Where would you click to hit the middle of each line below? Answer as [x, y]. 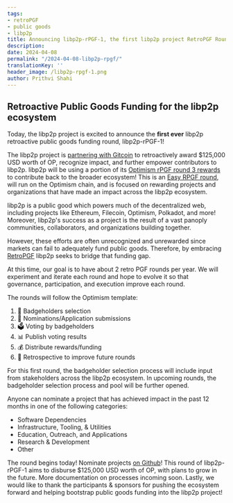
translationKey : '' [35, 65]
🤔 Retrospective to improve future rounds [76, 357]
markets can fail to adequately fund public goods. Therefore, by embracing [114, 248]
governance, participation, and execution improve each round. [96, 284]
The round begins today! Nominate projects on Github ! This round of [105, 463]
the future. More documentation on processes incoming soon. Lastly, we [111, 478]
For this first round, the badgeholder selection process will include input [110, 371]
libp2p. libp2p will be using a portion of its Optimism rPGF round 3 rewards [114, 170]
